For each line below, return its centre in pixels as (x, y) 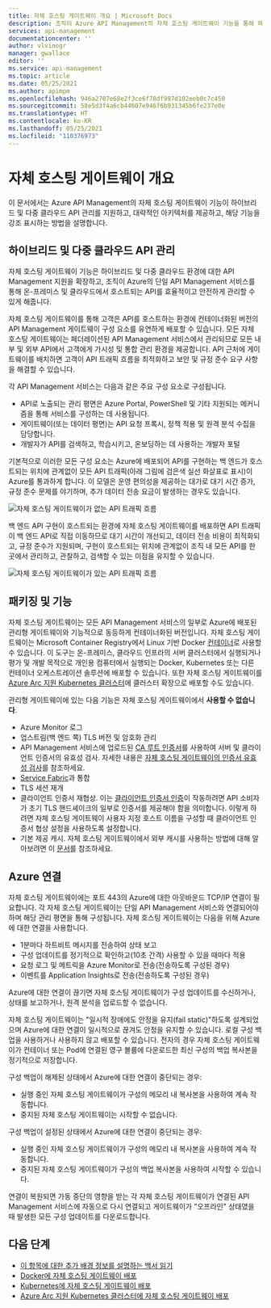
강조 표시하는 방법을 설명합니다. (58, 222)
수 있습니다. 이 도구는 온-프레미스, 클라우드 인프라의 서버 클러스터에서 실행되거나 (135, 653)
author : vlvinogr (38, 46)
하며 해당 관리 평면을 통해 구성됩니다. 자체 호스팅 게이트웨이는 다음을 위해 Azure (134, 917)
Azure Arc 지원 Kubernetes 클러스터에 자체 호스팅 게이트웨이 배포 (125, 1295)
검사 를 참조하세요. (57, 768)
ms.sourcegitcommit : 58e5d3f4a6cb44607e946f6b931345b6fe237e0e (117, 106)
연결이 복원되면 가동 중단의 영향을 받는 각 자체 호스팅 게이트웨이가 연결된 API (129, 1196)
